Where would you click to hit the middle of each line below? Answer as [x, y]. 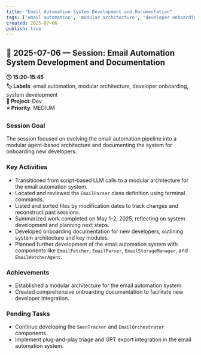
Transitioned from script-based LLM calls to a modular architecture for [102, 180]
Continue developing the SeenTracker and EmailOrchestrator [89, 327]
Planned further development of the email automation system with [96, 244]
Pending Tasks [28, 314]
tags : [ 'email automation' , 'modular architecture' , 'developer [88, 17]
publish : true [24, 29]
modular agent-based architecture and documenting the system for [89, 145]
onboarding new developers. [42, 151]
